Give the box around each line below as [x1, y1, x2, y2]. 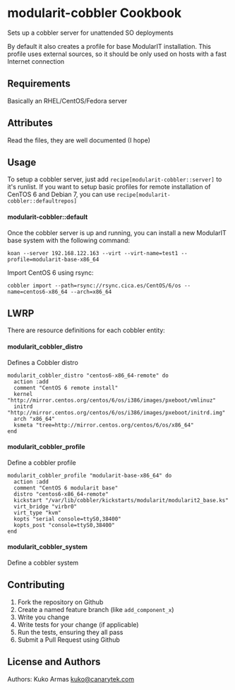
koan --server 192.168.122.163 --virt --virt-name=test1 [7, 249, 179, 256]
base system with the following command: [7, 236, 131, 244]
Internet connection [7, 57, 65, 65]
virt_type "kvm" [13, 509, 61, 516]
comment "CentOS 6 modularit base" [13, 484, 119, 492]
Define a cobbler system [7, 558, 79, 567]
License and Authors [7, 656, 101, 668]
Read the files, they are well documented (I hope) [7, 136, 150, 145]
